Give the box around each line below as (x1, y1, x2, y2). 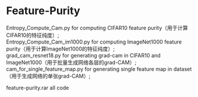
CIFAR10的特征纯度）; (6, 31, 59, 39)
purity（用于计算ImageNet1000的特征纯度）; (6, 45, 115, 52)
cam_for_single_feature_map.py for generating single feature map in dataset (6, 65, 192, 72)
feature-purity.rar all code (6, 84, 69, 91)
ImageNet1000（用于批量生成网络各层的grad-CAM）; (6, 59, 137, 66)
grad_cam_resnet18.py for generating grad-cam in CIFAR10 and (6, 52, 161, 59)
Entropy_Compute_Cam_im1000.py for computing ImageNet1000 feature (6, 38, 182, 45)
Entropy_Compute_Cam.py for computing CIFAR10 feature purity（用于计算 (6, 24, 189, 31)
